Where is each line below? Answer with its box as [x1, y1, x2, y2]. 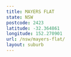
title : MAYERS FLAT [6, 8, 55, 15]
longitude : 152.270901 [6, 31, 63, 37]
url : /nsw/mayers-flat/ [6, 36, 66, 42]
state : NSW [6, 14, 33, 20]
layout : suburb [6, 42, 44, 48]
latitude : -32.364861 [6, 25, 60, 31]
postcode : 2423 [6, 20, 44, 26]
